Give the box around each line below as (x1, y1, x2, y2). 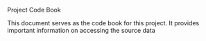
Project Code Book (7, 6, 61, 14)
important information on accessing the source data (7, 27, 156, 34)
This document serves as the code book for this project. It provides (7, 19, 200, 27)
